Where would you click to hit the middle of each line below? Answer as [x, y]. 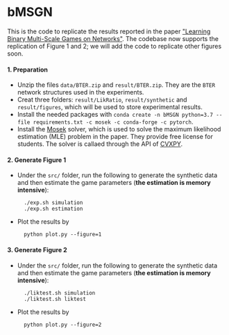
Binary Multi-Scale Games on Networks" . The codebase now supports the [113, 38]
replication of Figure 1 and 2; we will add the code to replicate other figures [114, 46]
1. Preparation [28, 70]
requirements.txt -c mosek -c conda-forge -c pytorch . [113, 122]
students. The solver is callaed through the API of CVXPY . [100, 144]
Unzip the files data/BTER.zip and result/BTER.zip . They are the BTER [116, 85]
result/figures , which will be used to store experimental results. [110, 107]
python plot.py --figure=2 [63, 325]
